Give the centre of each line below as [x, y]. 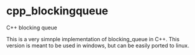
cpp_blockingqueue [57, 11]
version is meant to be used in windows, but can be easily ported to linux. [98, 45]
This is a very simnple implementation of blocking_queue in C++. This [93, 39]
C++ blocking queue [32, 27]
